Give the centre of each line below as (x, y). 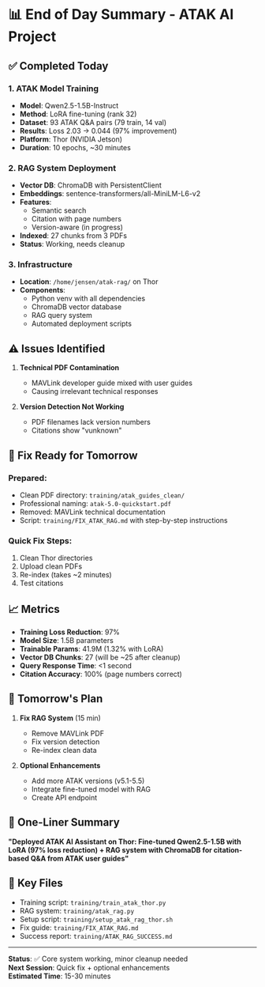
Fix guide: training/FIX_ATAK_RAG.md (79, 927)
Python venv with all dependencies (88, 299)
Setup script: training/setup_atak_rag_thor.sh (96, 919)
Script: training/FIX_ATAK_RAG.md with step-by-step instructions (123, 520)
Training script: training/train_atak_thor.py (93, 902)
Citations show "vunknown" (77, 430)
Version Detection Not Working (72, 407)
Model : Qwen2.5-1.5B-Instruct (69, 105)
